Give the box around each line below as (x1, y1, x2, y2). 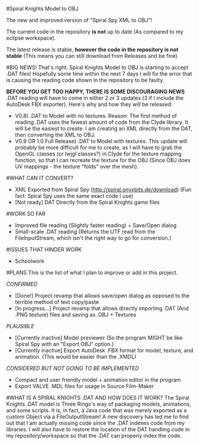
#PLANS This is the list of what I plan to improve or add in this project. (6, 269, 178, 276)
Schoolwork (14, 257, 45, 264)
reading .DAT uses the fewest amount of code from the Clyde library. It (14, 119, 189, 126)
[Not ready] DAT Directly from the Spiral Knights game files (14, 199, 160, 206)
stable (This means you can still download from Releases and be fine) (6, 52, 178, 59)
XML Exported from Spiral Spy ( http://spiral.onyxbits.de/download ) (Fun (14, 186, 192, 193)
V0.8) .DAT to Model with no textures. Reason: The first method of (14, 113, 177, 119)
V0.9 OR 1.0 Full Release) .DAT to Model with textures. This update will (14, 138, 188, 145)
